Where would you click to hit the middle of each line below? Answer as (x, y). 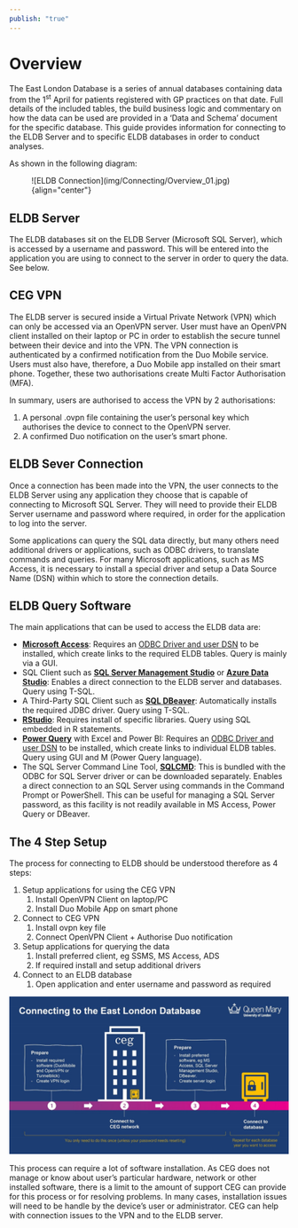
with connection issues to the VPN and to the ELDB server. (116, 1215)
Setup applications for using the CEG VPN (98, 890)
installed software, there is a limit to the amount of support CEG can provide (148, 1187)
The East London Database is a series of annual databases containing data (145, 88)
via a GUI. (40, 663)
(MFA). (21, 382)
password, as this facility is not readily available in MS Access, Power (149, 805)
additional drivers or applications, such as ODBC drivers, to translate (134, 549)
